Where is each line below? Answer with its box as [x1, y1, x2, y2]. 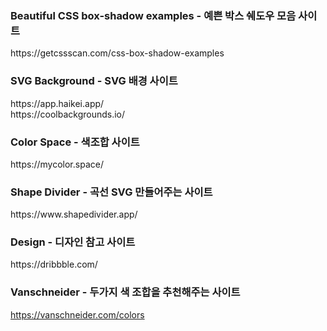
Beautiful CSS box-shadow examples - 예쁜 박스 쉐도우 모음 [10, 8, 297, 22]
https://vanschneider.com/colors [10, 308, 145, 321]
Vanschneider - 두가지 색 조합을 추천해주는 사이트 [10, 285, 241, 299]
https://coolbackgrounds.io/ [10, 108, 126, 120]
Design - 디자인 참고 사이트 [10, 235, 136, 249]
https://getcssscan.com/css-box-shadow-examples [10, 47, 225, 59]
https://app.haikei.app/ [10, 97, 105, 109]
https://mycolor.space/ [10, 158, 104, 170]
